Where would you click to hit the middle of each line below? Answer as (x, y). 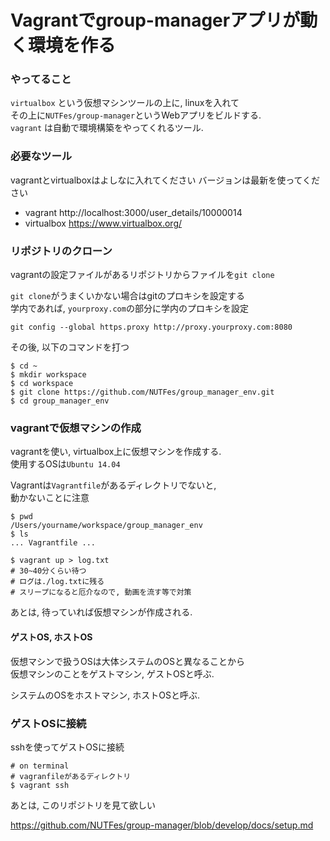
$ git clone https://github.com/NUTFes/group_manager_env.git (142, 392)
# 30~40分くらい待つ (48, 571)
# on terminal (40, 766)
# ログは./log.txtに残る (57, 582)
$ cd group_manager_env (60, 401)
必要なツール (41, 156)
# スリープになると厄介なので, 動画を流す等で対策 (101, 592)
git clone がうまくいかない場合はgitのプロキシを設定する (127, 296)
